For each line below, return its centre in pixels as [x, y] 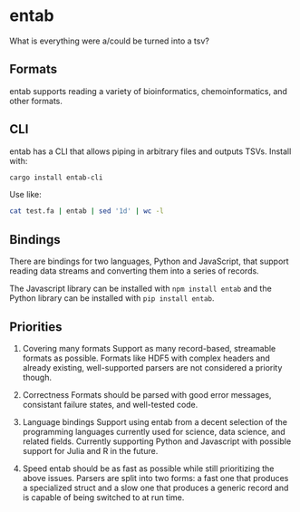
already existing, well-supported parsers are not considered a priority [152, 367]
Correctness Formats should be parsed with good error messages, [147, 394]
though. [37, 377]
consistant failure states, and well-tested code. [110, 404]
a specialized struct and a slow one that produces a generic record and [155, 488]
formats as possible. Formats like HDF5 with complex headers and [146, 358]
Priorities [36, 327]
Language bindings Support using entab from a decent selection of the [155, 421]
